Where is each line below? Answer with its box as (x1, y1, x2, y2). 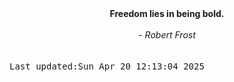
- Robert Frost (138, 29, 196, 41)
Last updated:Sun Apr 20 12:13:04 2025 (9, 61, 205, 72)
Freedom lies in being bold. (109, 8, 225, 19)
